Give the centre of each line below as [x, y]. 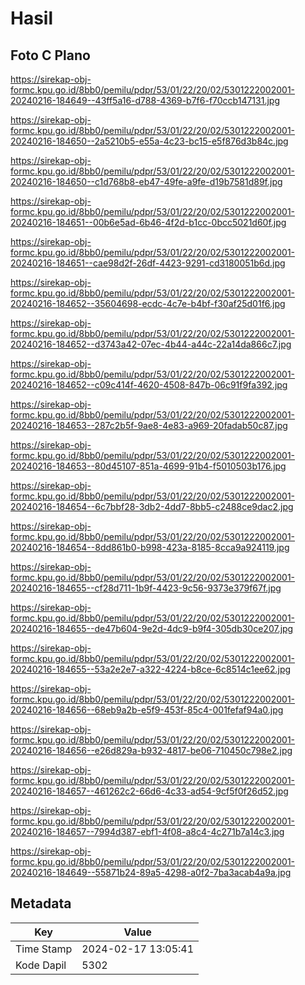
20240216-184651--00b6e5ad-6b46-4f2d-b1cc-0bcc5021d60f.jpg [148, 222]
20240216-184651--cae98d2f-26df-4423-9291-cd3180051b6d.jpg [148, 263]
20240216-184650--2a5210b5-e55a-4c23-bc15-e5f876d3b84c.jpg [149, 141]
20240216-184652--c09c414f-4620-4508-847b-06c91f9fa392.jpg [149, 385]
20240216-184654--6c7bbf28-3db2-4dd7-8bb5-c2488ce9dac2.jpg [152, 506]
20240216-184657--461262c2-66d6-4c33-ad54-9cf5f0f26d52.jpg [149, 791]
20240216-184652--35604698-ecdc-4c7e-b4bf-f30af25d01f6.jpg [148, 303]
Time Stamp [44, 949]
